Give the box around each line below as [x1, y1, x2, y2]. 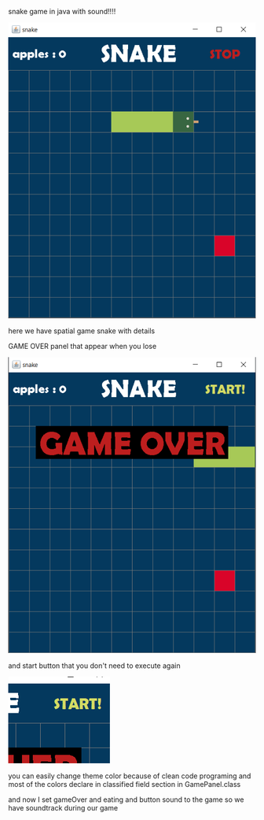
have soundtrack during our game [8, 803, 119, 813]
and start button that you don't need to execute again [8, 661, 181, 670]
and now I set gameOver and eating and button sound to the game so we [8, 795, 244, 804]
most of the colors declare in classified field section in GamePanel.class [8, 780, 241, 789]
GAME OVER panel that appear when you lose [8, 342, 157, 351]
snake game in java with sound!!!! [8, 7, 116, 16]
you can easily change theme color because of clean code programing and [8, 771, 251, 781]
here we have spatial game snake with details [8, 326, 156, 336]
